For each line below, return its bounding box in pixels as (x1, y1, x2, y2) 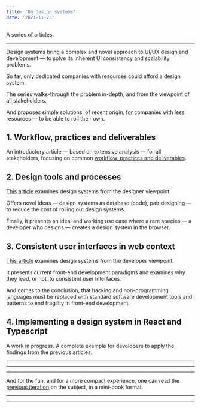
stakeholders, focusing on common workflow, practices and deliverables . (6, 154, 187, 162)
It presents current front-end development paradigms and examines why (6, 268, 185, 276)
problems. (6, 61, 31, 68)
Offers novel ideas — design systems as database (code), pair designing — (6, 199, 192, 207)
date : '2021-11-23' (6, 14, 55, 20)
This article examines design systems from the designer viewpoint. (6, 188, 172, 195)
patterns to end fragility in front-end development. (6, 299, 130, 307)
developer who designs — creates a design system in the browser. (6, 224, 170, 231)
